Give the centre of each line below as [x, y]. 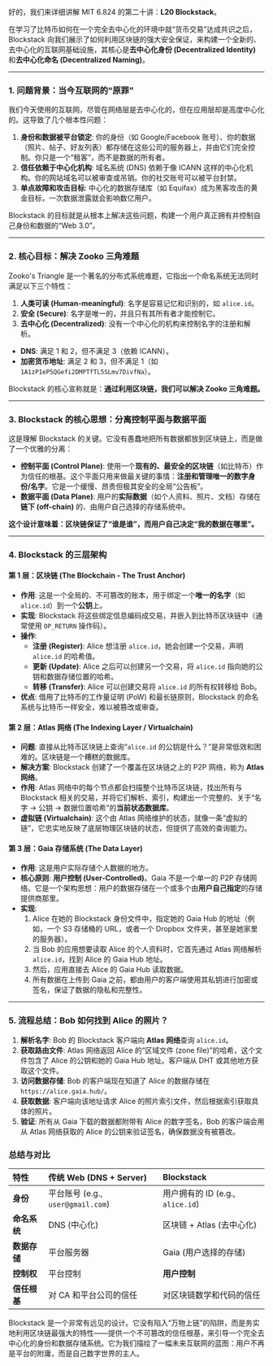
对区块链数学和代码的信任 [211, 1295]
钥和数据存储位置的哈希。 [75, 677]
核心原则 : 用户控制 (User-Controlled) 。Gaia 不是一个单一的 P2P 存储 [135, 878]
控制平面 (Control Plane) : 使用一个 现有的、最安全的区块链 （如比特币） [138, 465]
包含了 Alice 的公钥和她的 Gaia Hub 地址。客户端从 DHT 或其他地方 [139, 1060]
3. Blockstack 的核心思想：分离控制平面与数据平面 [108, 419]
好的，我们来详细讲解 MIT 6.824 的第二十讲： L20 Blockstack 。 [115, 12]
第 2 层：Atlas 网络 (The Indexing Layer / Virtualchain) [101, 727]
